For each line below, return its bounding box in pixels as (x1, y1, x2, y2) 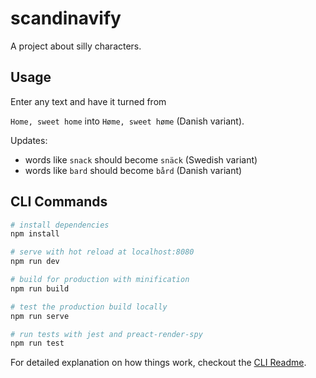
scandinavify (10, 7, 122, 30)
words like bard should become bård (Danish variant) (24, 164, 243, 176)
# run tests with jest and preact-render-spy (10, 329, 203, 339)
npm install (10, 229, 60, 239)
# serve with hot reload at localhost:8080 (10, 247, 195, 257)
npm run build (10, 283, 70, 294)
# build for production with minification (10, 275, 190, 285)
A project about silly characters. (10, 40, 142, 52)
